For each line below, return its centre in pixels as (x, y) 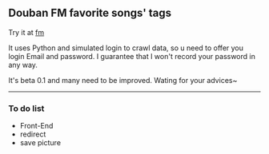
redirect (33, 134)
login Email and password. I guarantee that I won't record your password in (132, 56)
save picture (40, 143)
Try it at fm (26, 32)
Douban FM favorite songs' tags (90, 13)
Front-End (36, 126)
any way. (23, 65)
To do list (26, 109)
